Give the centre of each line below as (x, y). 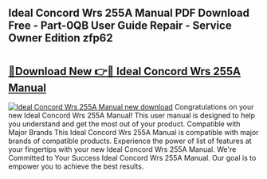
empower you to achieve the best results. (76, 166)
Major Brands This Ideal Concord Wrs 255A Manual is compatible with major (133, 132)
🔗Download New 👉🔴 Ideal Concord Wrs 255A (125, 71)
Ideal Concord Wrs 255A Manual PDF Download (129, 13)
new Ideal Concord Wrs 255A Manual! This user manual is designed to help (132, 115)
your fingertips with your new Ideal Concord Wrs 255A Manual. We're (122, 149)
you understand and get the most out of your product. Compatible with (124, 124)
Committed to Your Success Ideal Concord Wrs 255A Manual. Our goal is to (132, 158)
